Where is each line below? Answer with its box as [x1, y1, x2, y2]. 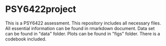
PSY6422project [5, 3, 76, 15]
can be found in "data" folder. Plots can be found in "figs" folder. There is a [5, 30, 160, 36]
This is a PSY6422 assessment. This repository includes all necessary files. [5, 20, 161, 26]
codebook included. [5, 36, 47, 42]
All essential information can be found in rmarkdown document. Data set [5, 25, 155, 31]
